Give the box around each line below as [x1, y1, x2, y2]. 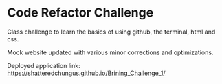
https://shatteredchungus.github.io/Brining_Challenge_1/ [7, 69, 166, 77]
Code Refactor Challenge [7, 5, 154, 21]
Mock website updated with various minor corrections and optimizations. [7, 48, 214, 56]
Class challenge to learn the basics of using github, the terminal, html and [7, 28, 216, 36]
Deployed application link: [7, 61, 80, 70]
